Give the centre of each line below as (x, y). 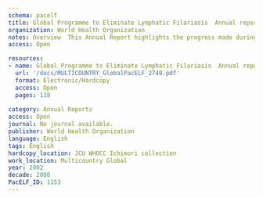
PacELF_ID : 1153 (34, 182)
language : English (38, 139)
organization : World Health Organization (77, 30)
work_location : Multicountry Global (68, 160)
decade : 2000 (29, 175)
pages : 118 (33, 95)
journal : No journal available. (61, 124)
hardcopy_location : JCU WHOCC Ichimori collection (92, 153)
